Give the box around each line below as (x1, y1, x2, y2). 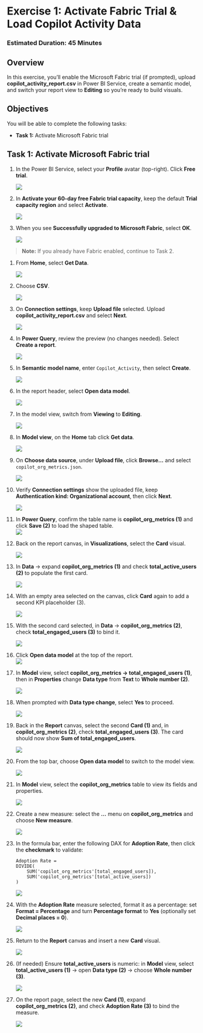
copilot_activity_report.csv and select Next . (15, 312, 127, 319)
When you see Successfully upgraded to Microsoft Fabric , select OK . (15, 224, 192, 231)
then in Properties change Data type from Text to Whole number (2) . (15, 675, 190, 683)
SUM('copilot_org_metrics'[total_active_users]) (27, 873, 152, 880)
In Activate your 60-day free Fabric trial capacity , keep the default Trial (15, 195, 198, 202)
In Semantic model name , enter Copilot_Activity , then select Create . (15, 364, 191, 372)
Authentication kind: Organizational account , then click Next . (15, 492, 173, 500)
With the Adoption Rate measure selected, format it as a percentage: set (15, 900, 197, 908)
